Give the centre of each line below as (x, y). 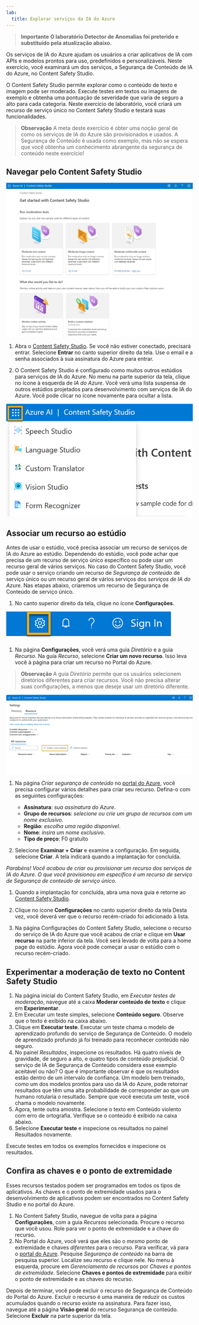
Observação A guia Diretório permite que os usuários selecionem (101, 674)
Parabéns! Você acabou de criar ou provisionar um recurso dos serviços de (99, 868)
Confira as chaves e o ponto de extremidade (89, 1171)
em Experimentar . (37, 1008)
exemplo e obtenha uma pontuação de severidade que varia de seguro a (95, 97)
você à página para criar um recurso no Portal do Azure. (83, 662)
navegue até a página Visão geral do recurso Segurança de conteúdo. (92, 1309)
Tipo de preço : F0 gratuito (56, 839)
